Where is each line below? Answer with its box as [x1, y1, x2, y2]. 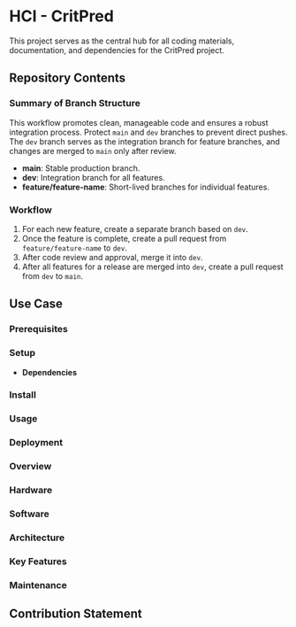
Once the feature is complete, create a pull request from [21, 233, 227, 244]
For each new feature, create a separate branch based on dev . [21, 223, 249, 234]
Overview [9, 461, 52, 473]
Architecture [9, 531, 65, 544]
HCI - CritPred [9, 6, 115, 27]
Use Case [9, 297, 64, 312]
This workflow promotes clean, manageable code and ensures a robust [9, 117, 269, 128]
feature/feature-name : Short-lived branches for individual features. [21, 182, 269, 192]
